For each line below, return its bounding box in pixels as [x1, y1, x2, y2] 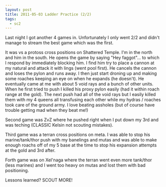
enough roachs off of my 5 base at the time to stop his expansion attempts [5, 142, 157, 148]
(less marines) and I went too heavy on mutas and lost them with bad [5, 162, 146, 168]
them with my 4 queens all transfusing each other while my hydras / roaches [5, 97, 161, 103]
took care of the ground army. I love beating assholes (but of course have [5, 102, 155, 108]
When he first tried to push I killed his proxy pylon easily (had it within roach [5, 86, 160, 92]
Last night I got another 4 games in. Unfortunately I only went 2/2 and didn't [5, 35, 160, 41]
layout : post [5, 7, 32, 12]
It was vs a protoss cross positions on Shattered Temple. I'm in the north [5, 49, 153, 55]
